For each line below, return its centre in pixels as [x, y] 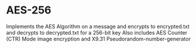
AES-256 [29, 10]
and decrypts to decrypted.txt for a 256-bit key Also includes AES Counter [97, 32]
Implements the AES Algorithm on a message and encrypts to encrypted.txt [98, 26]
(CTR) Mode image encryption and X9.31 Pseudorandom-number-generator [98, 39]
